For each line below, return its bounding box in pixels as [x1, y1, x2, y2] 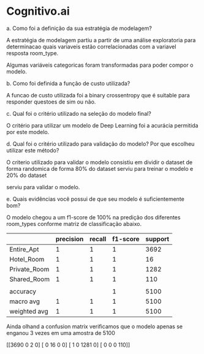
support [145, 235, 170, 243]
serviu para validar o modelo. [6, 183, 80, 190]
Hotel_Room [9, 255, 45, 263]
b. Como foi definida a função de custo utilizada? [6, 80, 130, 87]
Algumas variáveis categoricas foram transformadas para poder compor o [6, 61, 194, 69]
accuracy [9, 287, 37, 295]
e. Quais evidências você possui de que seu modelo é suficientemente [6, 195, 185, 203]
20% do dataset [6, 171, 47, 179]
